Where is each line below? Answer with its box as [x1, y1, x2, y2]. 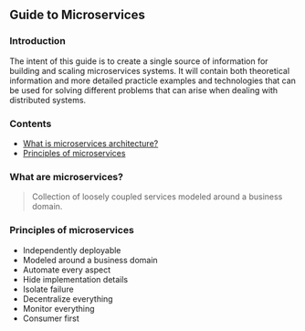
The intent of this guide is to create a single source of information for [9, 55, 268, 67]
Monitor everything [22, 303, 95, 314]
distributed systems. [9, 94, 87, 105]
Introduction [9, 35, 66, 48]
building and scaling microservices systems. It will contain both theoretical [9, 65, 290, 76]
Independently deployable [22, 244, 121, 255]
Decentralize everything [22, 293, 113, 304]
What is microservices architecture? [22, 137, 159, 149]
